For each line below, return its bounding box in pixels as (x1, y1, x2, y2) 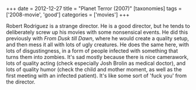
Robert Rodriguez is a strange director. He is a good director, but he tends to (6, 23, 190, 29)
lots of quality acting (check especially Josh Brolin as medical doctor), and (6, 60, 186, 67)
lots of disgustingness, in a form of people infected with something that (6, 47, 178, 54)
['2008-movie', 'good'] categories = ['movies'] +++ (6, 11, 130, 18)
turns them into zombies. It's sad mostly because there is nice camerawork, (6, 54, 189, 60)
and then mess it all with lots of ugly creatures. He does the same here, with (6, 41, 189, 48)
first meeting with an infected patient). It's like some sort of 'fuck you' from (6, 72, 187, 79)
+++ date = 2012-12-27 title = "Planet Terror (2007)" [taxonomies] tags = (6, 5, 183, 12)
